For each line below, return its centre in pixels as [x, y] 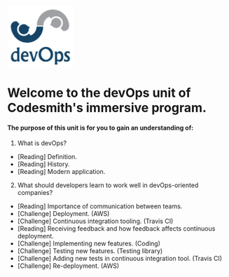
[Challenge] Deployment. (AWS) [63, 214]
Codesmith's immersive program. [107, 108]
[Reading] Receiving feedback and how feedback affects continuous [116, 229]
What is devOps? [42, 143]
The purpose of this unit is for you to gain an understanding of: [100, 128]
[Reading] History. [43, 164]
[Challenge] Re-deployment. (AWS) [68, 266]
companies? [35, 193]
